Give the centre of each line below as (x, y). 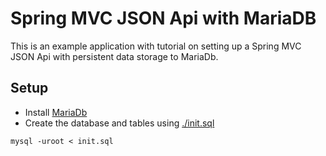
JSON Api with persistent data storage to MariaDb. (114, 56)
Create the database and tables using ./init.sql (119, 123)
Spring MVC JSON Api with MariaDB (163, 18)
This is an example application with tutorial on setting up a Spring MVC (156, 46)
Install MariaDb (56, 112)
